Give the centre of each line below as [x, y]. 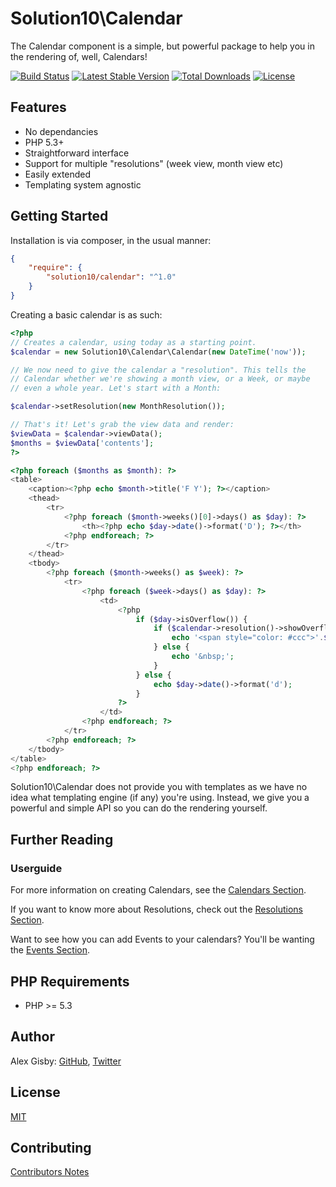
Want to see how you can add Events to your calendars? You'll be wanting [162, 939]
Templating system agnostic [83, 184]
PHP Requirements [70, 981]
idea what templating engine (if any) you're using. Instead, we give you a [160, 798]
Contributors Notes [50, 1172]
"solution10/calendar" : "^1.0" [111, 277]
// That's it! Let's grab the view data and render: [122, 425]
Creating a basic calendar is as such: [86, 314]
